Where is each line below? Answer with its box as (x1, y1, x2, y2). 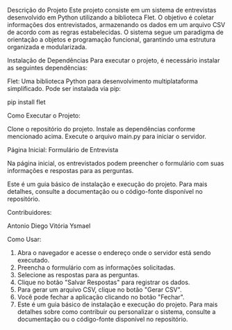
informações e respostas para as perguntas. (7, 167, 134, 174)
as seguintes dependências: (7, 64, 88, 72)
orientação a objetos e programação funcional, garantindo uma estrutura (7, 35, 216, 44)
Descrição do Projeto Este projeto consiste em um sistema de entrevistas (7, 6, 217, 14)
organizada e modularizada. (7, 43, 88, 51)
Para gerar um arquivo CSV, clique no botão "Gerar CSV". (17, 286, 182, 294)
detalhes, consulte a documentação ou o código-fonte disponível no (7, 188, 203, 195)
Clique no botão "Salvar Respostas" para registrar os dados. (17, 278, 190, 286)
